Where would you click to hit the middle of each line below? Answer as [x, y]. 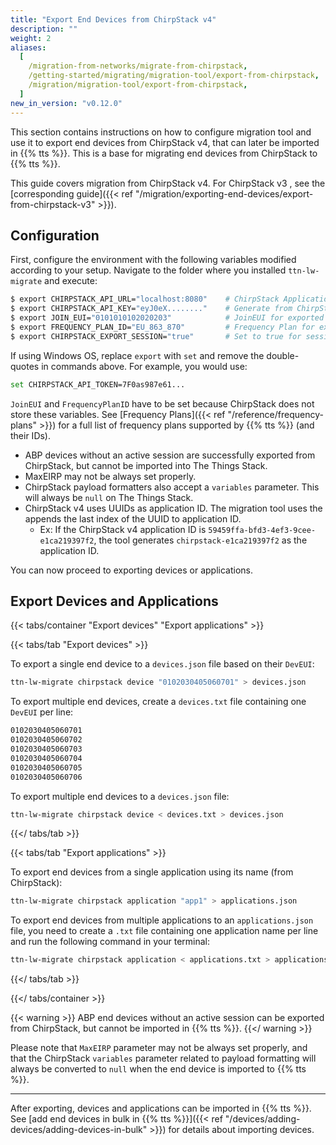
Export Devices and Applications [114, 601]
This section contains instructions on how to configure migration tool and [161, 132]
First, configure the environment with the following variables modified [153, 260]
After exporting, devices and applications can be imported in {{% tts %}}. [161, 1108]
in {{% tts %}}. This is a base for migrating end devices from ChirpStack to [164, 153]
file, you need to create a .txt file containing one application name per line [164, 931]
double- [283, 355]
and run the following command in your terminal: [110, 942]
